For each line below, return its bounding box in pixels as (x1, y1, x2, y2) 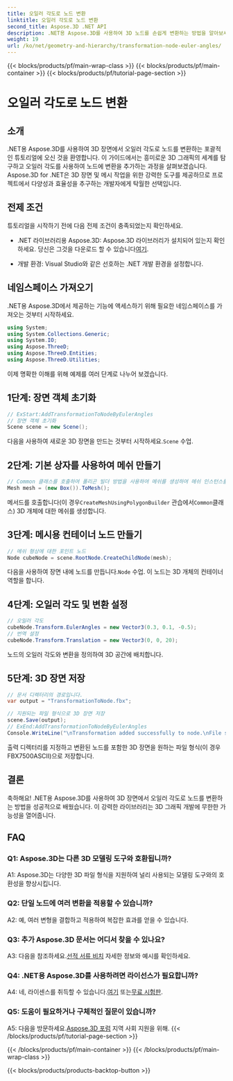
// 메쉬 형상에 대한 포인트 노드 (7, 547, 87, 555)
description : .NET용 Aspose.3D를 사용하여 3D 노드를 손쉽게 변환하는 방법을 (7, 29, 207, 37)
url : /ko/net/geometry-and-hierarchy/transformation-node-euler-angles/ (7, 42, 222, 49)
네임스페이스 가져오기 (7, 282, 94, 293)
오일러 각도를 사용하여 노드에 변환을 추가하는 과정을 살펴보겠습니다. (25, 162, 207, 170)
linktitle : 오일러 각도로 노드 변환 (7, 17, 98, 24)
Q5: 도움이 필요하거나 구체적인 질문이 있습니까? (7, 1007, 156, 1016)
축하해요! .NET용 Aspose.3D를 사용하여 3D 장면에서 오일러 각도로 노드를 (7, 794, 205, 802)
